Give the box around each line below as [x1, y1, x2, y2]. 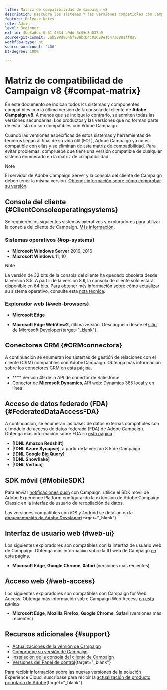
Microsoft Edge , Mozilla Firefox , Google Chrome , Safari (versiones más [12, 610, 162, 616]
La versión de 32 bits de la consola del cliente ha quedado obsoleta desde [5, 272, 158, 278]
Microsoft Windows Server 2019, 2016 [12, 248, 93, 254]
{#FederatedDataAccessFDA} [5, 407, 99, 416]
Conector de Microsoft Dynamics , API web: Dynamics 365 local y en [12, 380, 154, 386]
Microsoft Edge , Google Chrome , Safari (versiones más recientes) [12, 563, 150, 569]
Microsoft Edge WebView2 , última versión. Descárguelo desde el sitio [12, 321, 157, 327]
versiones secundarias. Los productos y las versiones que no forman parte [5, 117, 159, 123]
